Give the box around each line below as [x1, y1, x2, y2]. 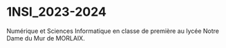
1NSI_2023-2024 [6, 4, 106, 20]
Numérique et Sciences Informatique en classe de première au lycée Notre [6, 27, 219, 35]
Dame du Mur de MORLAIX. [6, 34, 86, 42]
